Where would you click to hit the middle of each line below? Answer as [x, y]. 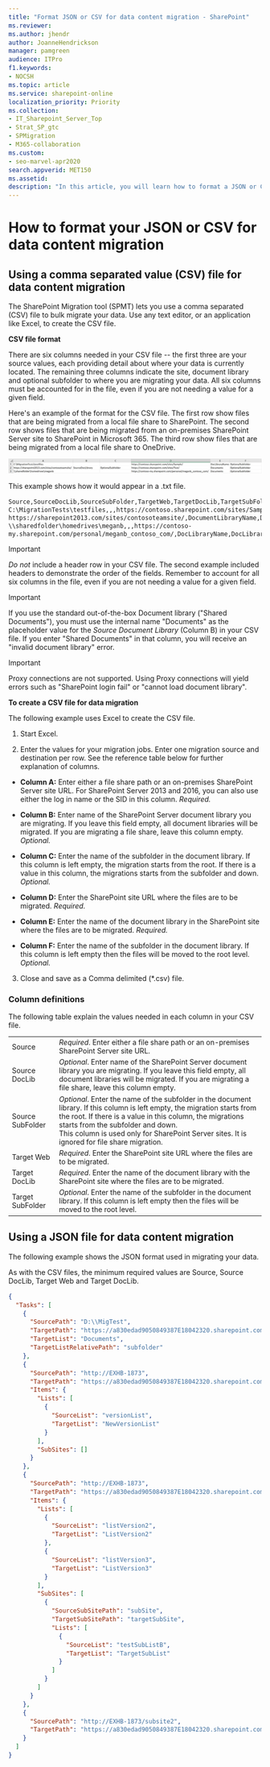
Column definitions [47, 999]
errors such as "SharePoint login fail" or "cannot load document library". [128, 687]
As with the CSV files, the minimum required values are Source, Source [126, 1272]
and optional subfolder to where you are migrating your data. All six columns [135, 381]
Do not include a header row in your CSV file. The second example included [134, 565]
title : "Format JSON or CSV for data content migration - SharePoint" [129, 17]
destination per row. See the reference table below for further [121, 758]
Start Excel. [39, 734]
